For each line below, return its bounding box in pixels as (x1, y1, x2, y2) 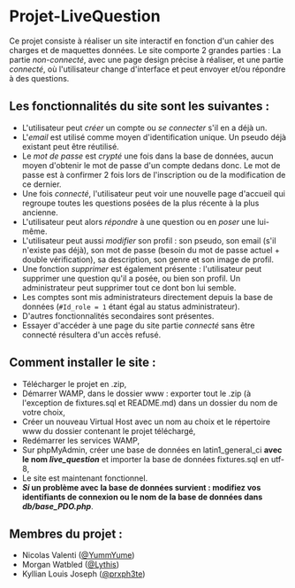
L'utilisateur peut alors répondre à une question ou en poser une (21, 216, 256, 227)
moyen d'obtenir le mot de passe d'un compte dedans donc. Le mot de (21, 159, 281, 170)
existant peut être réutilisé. (21, 141, 119, 151)
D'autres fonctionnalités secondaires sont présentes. (21, 310, 215, 321)
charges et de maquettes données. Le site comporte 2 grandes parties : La (9, 44, 282, 55)
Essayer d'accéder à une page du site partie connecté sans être (21, 320, 255, 330)
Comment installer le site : (9, 355, 156, 370)
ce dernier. (21, 179, 62, 190)
